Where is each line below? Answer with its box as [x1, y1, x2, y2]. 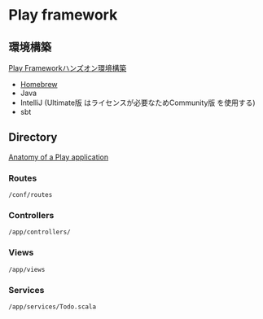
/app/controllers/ [8, 228, 71, 237]
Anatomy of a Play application [8, 152, 109, 162]
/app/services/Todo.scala [8, 303, 96, 311]
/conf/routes [8, 191, 53, 199]
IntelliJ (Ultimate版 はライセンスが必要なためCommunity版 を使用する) [20, 98, 256, 107]
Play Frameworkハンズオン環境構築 [8, 63, 127, 72]
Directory [8, 130, 58, 144]
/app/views [8, 265, 46, 273]
